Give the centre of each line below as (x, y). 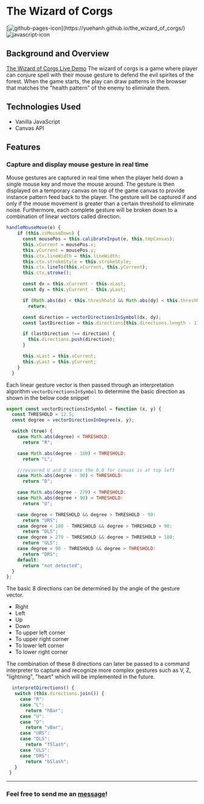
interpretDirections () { (43, 688)
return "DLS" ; (40, 532)
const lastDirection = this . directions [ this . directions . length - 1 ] (111, 323)
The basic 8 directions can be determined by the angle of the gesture (93, 589)
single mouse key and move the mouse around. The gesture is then (90, 184)
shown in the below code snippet (48, 397)
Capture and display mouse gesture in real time (77, 164)
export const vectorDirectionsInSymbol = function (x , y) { (84, 409)
